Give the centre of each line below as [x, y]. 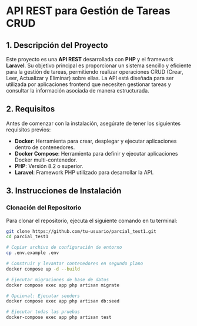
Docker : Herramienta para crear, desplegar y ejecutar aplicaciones [96, 141]
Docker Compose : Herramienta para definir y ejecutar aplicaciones [96, 153]
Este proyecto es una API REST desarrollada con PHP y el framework [90, 59]
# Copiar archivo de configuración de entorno [64, 248]
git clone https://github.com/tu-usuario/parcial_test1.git [81, 231]
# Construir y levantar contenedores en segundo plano [75, 264]
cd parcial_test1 [27, 237]
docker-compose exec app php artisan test [59, 317]
